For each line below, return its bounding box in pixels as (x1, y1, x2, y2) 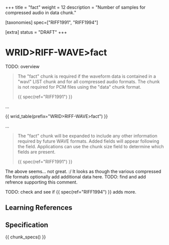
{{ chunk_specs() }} (5, 234, 46, 240)
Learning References (5, 204, 73, 212)
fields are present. (17, 149, 56, 155)
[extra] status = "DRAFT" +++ (5, 29, 67, 35)
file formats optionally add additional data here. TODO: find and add (5, 173, 146, 179)
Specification (5, 220, 48, 229)
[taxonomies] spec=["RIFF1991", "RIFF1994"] (5, 20, 98, 25)
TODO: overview (5, 63, 40, 70)
